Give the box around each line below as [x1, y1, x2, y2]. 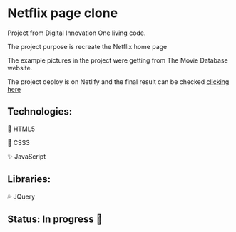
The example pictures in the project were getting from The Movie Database [7, 56, 228, 65]
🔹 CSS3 [7, 138, 30, 147]
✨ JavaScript [7, 152, 46, 161]
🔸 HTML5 [7, 125, 36, 133]
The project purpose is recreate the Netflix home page [7, 42, 168, 51]
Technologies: [7, 105, 73, 118]
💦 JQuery [7, 192, 36, 201]
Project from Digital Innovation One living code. [7, 28, 146, 37]
